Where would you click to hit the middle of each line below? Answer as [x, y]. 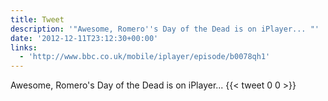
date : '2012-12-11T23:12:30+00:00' [84, 38]
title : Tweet [37, 19]
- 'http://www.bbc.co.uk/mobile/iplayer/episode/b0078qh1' [145, 57]
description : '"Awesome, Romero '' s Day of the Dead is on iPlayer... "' [165, 29]
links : [24, 47]
